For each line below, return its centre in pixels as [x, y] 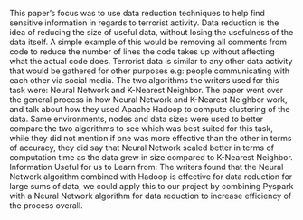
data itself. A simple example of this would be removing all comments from [148, 42]
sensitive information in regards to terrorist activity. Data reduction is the [144, 23]
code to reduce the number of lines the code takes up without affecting [142, 52]
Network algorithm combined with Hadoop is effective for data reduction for [151, 177]
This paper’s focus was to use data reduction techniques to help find [137, 13]
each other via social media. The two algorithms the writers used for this [144, 80]
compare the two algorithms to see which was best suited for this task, [141, 129]
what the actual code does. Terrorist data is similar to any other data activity [151, 61]
